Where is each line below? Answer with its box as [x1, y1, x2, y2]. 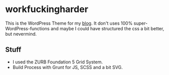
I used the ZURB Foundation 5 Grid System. [12, 59, 103, 65]
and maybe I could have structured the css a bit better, [50, 25, 164, 31]
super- [133, 20, 148, 26]
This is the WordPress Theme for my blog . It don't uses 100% [5, 20, 133, 26]
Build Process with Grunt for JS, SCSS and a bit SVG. [12, 64, 123, 70]
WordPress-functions [5, 25, 50, 31]
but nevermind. [5, 31, 37, 37]
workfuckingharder [5, 4, 88, 15]
